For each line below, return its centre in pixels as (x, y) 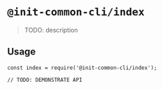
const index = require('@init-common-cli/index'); (82, 68)
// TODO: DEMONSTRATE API (45, 80)
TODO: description (51, 30)
